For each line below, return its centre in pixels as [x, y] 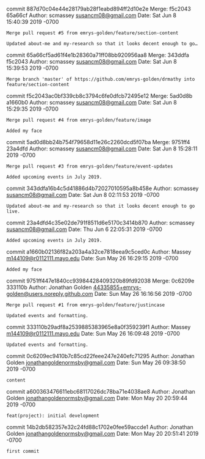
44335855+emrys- [117, 287]
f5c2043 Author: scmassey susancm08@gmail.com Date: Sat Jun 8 [92, 61]
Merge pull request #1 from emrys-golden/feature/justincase [86, 305]
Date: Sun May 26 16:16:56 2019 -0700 [143, 294]
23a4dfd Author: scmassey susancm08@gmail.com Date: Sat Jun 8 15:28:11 [102, 149]
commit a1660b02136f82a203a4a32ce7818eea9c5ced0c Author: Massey [99, 252]
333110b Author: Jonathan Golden [49, 287]
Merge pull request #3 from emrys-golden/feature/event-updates [90, 166]
